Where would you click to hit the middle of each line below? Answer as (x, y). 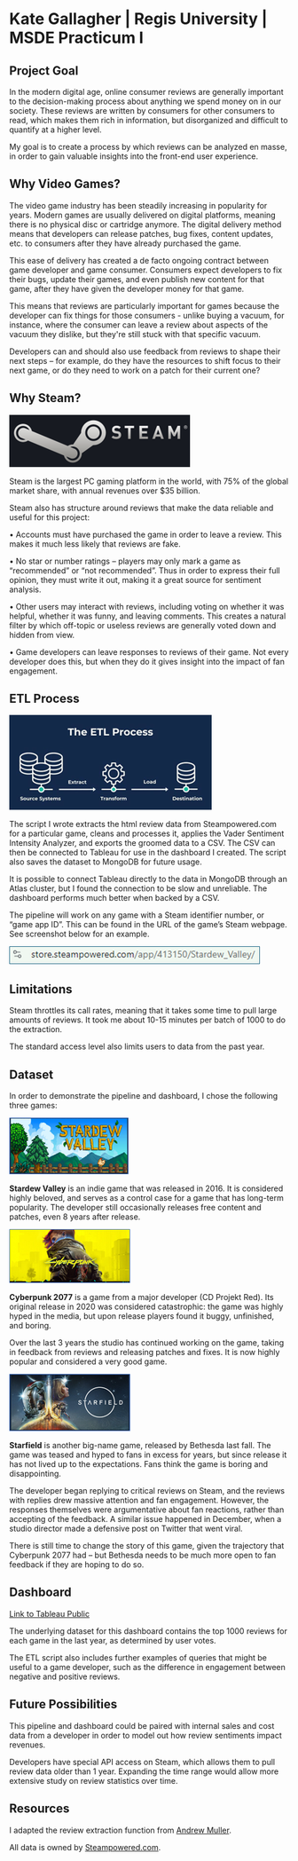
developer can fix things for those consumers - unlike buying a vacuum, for (147, 315)
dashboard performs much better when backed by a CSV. (114, 898)
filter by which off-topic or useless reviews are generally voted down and (143, 625)
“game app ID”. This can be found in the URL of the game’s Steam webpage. (148, 925)
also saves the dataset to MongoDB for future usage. (106, 862)
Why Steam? (45, 398)
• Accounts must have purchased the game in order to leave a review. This (145, 534)
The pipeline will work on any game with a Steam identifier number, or (137, 915)
